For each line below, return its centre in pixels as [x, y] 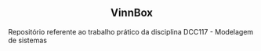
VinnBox [132, 13]
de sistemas [27, 40]
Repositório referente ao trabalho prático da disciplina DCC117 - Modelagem [131, 31]
